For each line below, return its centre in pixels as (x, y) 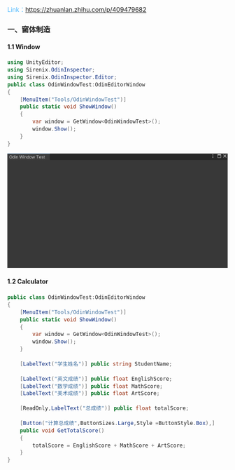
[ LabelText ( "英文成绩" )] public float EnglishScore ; (96, 379)
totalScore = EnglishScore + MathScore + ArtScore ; (109, 445)
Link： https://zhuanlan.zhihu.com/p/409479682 (77, 9)
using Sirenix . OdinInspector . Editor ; (62, 77)
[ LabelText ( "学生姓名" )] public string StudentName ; (96, 364)
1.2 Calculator (28, 281)
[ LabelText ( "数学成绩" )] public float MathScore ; (91, 386)
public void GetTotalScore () (62, 430)
